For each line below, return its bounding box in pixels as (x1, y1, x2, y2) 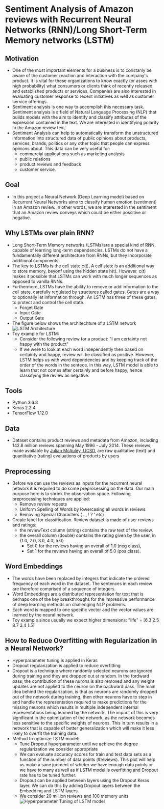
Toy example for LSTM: (12, 331, 60, 336)
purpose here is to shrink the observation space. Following (12, 491, 131, 497)
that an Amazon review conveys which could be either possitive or (12, 209, 146, 215)
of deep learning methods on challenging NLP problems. (12, 601, 126, 607)
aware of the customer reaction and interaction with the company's (12, 73, 148, 78)
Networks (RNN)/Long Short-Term (5, 25, 147, 35)
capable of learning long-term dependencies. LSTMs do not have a (12, 247, 148, 253)
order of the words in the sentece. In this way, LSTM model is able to (19, 362, 158, 368)
